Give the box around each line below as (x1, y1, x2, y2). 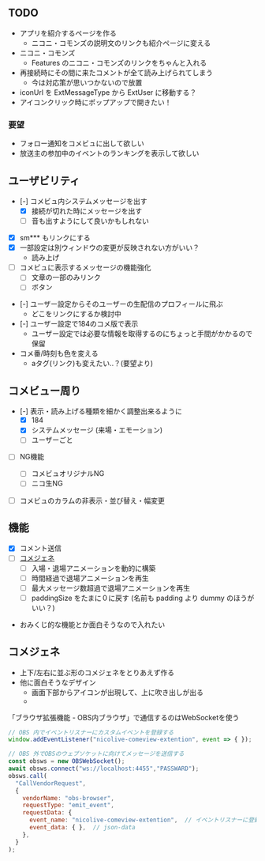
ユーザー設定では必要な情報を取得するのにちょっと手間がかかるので (31, 329, 253, 338)
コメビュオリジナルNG (31, 469, 105, 478)
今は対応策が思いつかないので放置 (31, 77, 143, 87)
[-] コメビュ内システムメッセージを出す (19, 196, 147, 206)
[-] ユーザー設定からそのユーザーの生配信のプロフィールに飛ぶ (19, 300, 223, 309)
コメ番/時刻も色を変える (19, 349, 99, 358)
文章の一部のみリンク (31, 273, 101, 282)
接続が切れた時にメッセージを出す (31, 206, 143, 216)
